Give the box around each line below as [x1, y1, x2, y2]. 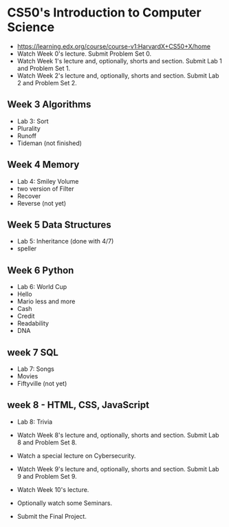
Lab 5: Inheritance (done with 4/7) [17, 237, 114, 246]
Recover [17, 191, 41, 200]
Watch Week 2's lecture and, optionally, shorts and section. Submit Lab [17, 71, 219, 80]
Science [7, 19, 55, 35]
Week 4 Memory [7, 159, 80, 171]
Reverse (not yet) [17, 199, 67, 207]
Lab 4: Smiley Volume [17, 177, 79, 185]
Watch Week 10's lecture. [17, 485, 89, 493]
